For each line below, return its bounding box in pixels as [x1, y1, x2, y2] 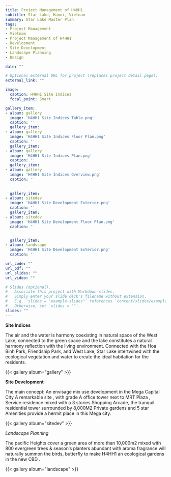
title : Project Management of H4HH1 [5, 7, 83, 13]
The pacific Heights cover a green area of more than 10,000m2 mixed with [5, 440, 161, 446]
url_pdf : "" [5, 266, 31, 271]
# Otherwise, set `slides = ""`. [5, 303, 81, 308]
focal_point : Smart [10, 96, 51, 102]
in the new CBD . [5, 456, 41, 462]
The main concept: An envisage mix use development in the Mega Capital [5, 388, 160, 395]
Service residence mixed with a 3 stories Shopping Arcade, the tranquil [5, 399, 155, 405]
